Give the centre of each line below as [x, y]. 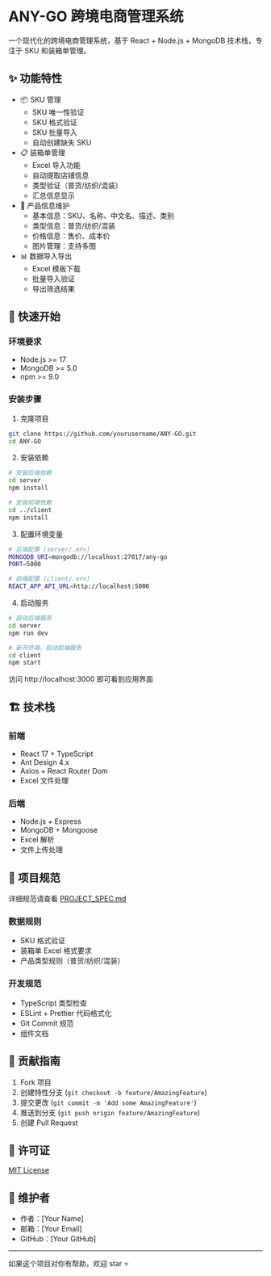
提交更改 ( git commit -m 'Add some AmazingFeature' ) [108, 1102]
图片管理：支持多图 [64, 246]
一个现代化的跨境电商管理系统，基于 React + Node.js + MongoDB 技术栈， [132, 40]
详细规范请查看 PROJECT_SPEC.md [67, 899]
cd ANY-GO [25, 441]
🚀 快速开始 [34, 317]
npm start [25, 663]
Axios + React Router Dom [64, 771]
